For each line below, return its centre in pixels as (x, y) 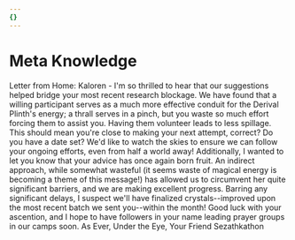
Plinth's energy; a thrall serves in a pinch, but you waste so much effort (139, 113)
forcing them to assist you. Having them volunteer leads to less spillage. (140, 123)
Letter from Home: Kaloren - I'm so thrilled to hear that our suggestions (139, 86)
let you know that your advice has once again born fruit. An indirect (132, 161)
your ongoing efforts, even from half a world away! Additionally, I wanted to (147, 151)
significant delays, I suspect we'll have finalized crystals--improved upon (143, 198)
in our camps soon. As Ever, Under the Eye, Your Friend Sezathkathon (136, 226)
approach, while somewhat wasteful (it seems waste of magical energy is (143, 169)
